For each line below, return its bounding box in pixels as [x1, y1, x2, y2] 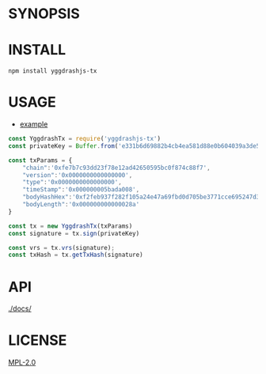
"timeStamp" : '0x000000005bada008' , [22, 186, 140, 194]
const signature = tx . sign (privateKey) [8, 229, 140, 237]
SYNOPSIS [8, 5, 81, 23]
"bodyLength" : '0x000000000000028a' [22, 201, 140, 209]
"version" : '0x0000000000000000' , [22, 171, 133, 179]
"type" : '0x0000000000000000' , [22, 179, 123, 187]
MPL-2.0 [8, 357, 36, 368]
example [19, 119, 48, 129]
